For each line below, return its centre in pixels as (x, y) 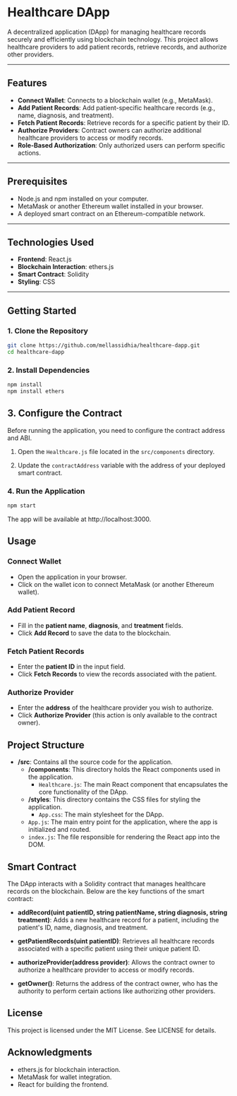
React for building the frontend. (63, 1084)
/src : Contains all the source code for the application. (95, 762)
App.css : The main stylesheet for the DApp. (101, 815)
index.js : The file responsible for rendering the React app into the (124, 837)
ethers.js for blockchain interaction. (69, 1069)
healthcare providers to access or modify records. (90, 138)
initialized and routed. (60, 830)
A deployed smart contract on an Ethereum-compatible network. (111, 213)
